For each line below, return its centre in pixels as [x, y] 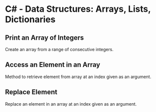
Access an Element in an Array [53, 65]
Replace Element [31, 92]
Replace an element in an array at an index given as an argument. [71, 104]
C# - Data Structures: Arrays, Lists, [78, 9]
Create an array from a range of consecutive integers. [59, 49]
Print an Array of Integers [45, 38]
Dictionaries [30, 19]
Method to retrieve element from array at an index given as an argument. [78, 77]
